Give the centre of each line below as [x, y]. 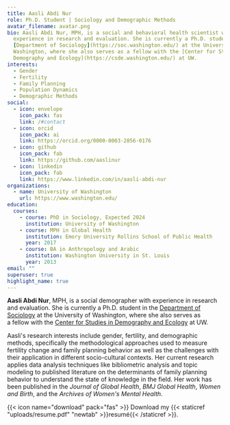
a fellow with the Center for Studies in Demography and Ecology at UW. [108, 322]
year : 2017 [41, 243]
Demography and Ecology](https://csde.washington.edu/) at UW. [105, 58]
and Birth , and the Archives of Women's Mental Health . [85, 394]
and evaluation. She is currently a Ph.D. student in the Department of [104, 308]
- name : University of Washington [62, 192]
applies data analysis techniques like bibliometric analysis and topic [103, 365]
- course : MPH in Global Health [65, 230]
